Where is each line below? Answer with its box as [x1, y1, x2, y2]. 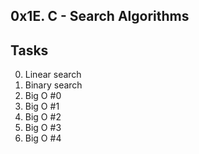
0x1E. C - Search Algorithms [10, 8, 190, 25]
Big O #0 [24, 90, 62, 102]
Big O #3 [24, 122, 62, 134]
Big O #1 [24, 100, 60, 113]
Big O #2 [24, 111, 62, 123]
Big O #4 [24, 132, 62, 144]
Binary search [24, 79, 83, 91]
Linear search [24, 69, 82, 81]
